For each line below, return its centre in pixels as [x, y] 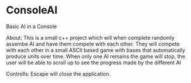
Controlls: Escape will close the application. [58, 74]
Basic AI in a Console [32, 26]
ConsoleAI [32, 10]
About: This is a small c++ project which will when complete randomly [91, 37]
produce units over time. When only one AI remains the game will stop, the [96, 56]
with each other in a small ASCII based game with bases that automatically [96, 50]
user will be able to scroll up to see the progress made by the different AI [93, 63]
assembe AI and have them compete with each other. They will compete [93, 44]
